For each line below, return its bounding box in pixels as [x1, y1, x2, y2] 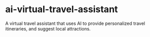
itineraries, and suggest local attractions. [5, 25, 91, 31]
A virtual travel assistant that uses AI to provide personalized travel [5, 20, 145, 26]
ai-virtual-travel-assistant [5, 4, 118, 15]
